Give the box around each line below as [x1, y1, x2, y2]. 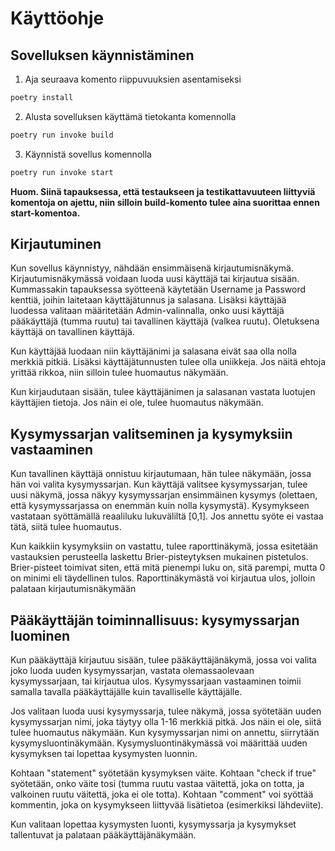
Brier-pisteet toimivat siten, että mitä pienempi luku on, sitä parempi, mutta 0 [10, 562, 326, 574]
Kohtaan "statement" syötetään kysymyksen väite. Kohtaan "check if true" [10, 767, 317, 779]
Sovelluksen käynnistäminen [10, 47, 195, 64]
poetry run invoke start [10, 167, 114, 177]
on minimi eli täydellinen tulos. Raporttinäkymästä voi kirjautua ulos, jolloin [10, 572, 316, 584]
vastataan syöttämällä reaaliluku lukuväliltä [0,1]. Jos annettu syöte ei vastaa [10, 510, 324, 522]
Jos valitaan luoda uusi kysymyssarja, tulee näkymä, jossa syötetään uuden [10, 705, 322, 717]
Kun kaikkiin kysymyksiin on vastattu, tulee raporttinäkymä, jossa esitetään [10, 540, 319, 552]
